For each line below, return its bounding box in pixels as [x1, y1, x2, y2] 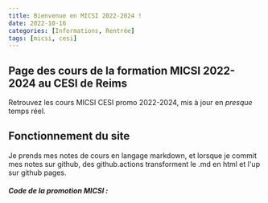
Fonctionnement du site [8, 129, 130, 143]
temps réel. [8, 106, 46, 116]
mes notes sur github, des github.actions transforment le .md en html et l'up [8, 159, 260, 168]
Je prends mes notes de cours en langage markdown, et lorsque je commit [8, 150, 258, 160]
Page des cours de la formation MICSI [8, 63, 201, 77]
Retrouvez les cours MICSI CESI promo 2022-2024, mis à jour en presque [8, 98, 253, 108]
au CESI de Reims [38, 76, 127, 90]
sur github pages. [8, 168, 67, 177]
